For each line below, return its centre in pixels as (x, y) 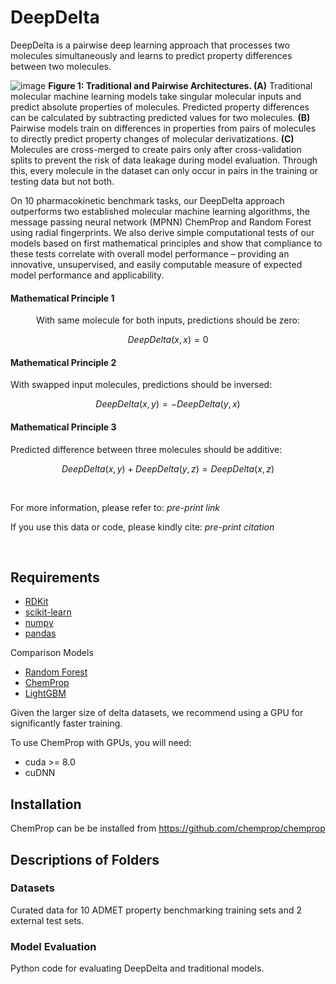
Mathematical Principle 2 (63, 362)
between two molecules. (61, 66)
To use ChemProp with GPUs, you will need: (101, 743)
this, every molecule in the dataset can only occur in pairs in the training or (164, 170)
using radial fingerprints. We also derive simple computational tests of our (162, 232)
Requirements (55, 577)
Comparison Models (52, 653)
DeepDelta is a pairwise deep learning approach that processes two (150, 45)
